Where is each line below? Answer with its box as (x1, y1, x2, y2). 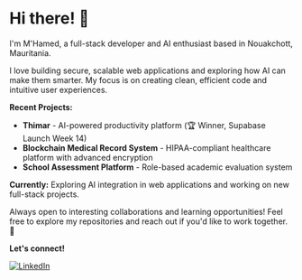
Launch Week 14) (22, 133, 87, 144)
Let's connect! (9, 243, 65, 254)
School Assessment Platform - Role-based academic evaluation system (22, 162, 293, 173)
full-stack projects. (9, 189, 79, 200)
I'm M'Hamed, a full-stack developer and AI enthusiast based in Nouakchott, (9, 38, 293, 49)
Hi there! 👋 (9, 8, 90, 29)
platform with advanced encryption (22, 152, 153, 163)
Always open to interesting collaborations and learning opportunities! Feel (9, 206, 284, 217)
